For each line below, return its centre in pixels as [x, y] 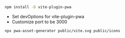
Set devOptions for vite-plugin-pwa [48, 16]
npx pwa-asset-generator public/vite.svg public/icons [62, 31]
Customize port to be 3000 [39, 22]
